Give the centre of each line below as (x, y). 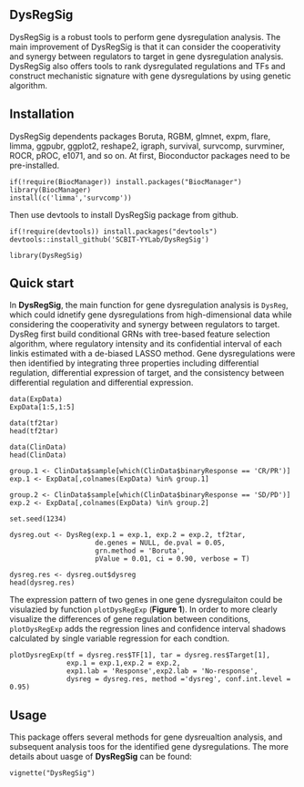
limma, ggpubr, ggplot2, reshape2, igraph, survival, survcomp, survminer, (147, 146)
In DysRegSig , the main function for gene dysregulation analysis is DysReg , (149, 305)
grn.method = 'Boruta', (140, 551)
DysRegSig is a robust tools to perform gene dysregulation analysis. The (145, 36)
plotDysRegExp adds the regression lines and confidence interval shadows (148, 629)
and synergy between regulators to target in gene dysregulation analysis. (147, 56)
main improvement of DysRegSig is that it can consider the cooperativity (145, 47)
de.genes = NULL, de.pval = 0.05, (160, 543)
